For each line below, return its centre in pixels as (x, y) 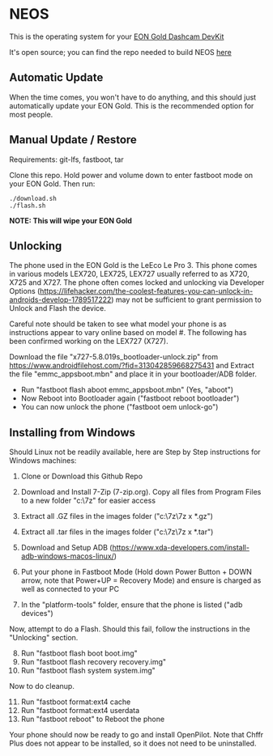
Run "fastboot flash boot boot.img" (79, 653)
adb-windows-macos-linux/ (67, 556)
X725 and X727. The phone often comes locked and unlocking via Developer (137, 282)
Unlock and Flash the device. (58, 308)
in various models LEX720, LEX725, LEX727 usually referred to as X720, (129, 274)
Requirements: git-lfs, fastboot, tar (66, 159)
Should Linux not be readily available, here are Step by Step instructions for (135, 452)
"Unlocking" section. (44, 638)
